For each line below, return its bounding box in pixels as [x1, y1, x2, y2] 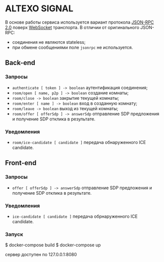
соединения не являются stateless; [12, 39, 86, 45]
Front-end [5, 159, 37, 167]
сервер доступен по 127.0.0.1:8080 [5, 252, 77, 258]
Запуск [5, 231, 23, 237]
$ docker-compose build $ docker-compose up [5, 242, 101, 248]
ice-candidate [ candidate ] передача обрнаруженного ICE [12, 213, 138, 219]
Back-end [5, 58, 36, 67]
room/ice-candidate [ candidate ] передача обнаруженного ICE [12, 139, 146, 145]
